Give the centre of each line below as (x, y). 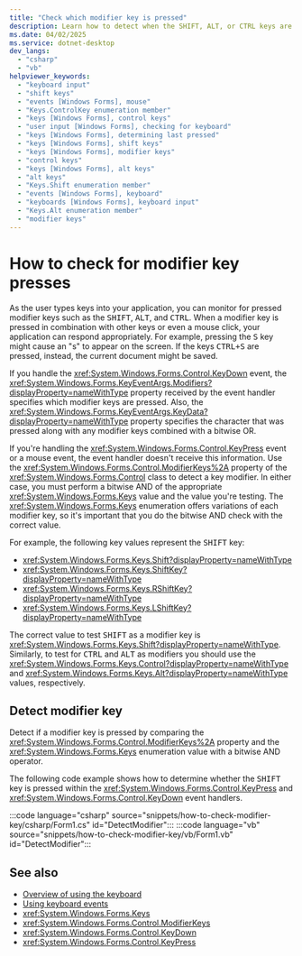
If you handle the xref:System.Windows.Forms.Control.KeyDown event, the (148, 373)
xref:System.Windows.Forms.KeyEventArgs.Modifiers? (111, 382)
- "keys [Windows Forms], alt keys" (86, 169)
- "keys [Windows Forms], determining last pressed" (119, 135)
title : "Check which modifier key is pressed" (98, 18)
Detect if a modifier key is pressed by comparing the (107, 732)
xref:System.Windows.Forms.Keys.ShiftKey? (105, 569)
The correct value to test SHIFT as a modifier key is (105, 634)
